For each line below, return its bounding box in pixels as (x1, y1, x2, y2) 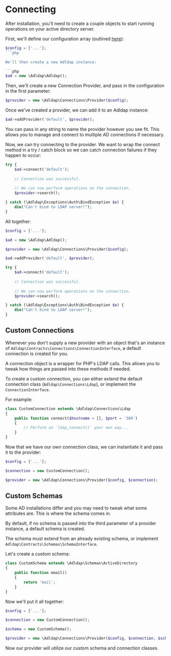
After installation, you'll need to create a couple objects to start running (5, 20, 154, 26)
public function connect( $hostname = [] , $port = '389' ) (14, 416, 138, 421)
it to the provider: (5, 449, 42, 455)
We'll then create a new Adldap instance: (5, 60, 97, 65)
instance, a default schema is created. (5, 526, 85, 532)
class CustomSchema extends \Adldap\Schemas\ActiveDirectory (5, 561, 138, 566)
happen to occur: (5, 152, 42, 158)
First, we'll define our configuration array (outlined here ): (5, 36, 124, 42)
